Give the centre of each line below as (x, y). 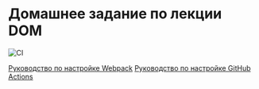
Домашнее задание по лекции (115, 14)
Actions (21, 76)
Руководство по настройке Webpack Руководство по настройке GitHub (130, 68)
